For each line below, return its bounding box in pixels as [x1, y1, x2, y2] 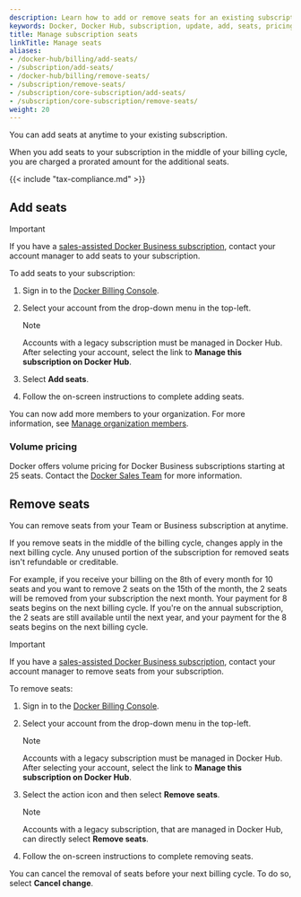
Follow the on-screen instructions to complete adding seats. [21, 391, 245, 402]
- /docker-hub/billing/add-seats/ [9, 55, 139, 64]
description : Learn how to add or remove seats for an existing [9, 13, 254, 22]
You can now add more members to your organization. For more [9, 409, 245, 420]
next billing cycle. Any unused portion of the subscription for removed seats [9, 547, 289, 558]
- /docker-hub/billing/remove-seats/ [9, 72, 150, 81]
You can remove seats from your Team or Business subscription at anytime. [9, 520, 288, 531]
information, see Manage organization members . [9, 418, 189, 429]
